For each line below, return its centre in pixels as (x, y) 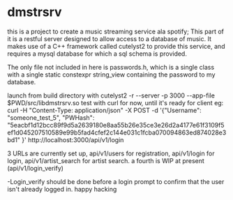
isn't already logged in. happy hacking (62, 189)
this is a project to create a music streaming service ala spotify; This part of (116, 31)
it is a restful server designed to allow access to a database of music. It (109, 38)
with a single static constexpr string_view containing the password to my (111, 75)
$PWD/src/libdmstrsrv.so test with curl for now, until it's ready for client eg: (115, 102)
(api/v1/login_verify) (36, 168)
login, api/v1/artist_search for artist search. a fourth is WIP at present (106, 160)
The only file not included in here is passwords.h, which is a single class (111, 67)
